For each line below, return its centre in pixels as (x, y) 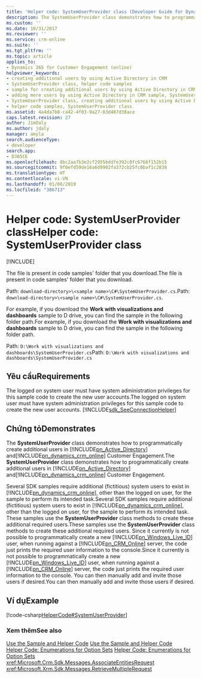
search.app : (21, 151)
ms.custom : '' (24, 23)
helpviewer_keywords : (33, 73)
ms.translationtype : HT (36, 173)
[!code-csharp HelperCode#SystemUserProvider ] (67, 615)
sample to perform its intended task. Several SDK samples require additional (99, 499)
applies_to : (21, 62)
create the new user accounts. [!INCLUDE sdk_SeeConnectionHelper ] (91, 410)
